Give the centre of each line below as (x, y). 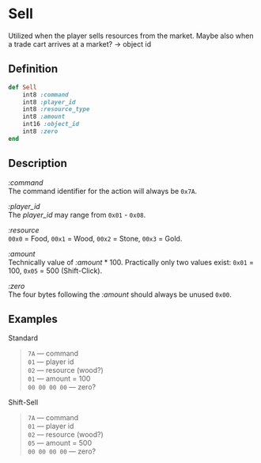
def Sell (23, 87)
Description (38, 163)
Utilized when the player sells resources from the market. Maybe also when (131, 36)
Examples (33, 319)
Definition (33, 69)
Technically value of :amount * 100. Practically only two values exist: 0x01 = (131, 262)
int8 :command (45, 95)
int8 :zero (40, 131)
